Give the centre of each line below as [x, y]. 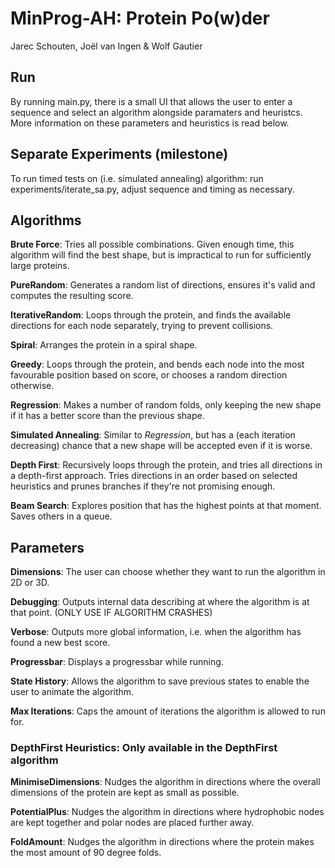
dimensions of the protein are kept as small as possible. [125, 793]
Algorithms [46, 220]
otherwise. [32, 386]
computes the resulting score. [72, 296]
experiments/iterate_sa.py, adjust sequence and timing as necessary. [152, 189]
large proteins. [40, 266]
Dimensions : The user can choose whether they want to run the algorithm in [168, 572]
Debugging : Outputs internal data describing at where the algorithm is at [160, 602]
